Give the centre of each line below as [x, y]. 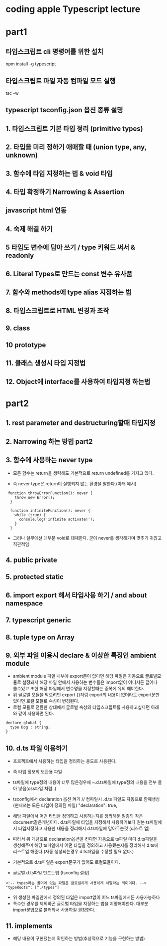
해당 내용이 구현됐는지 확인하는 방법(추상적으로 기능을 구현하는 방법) [79, 939]
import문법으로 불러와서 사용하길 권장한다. [54, 910]
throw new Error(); [35, 497]
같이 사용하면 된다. [36, 714]
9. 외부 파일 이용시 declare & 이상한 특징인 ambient [81, 655]
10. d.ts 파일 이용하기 [37, 748]
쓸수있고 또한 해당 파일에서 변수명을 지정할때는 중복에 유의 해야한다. [79, 689]
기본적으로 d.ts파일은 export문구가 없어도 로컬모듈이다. [67, 862]
